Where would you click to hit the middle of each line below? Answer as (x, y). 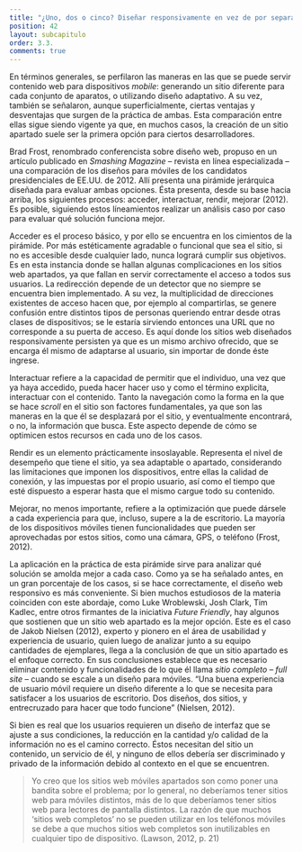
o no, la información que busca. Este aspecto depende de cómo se (133, 426)
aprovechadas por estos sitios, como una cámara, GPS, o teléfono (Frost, (145, 538)
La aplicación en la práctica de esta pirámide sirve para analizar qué (136, 565)
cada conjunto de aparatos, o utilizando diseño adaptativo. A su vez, (136, 96)
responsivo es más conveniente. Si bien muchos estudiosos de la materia (145, 593)
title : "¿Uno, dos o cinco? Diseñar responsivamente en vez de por (138, 18)
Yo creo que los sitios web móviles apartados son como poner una (155, 781)
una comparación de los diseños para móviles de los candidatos (128, 171)
